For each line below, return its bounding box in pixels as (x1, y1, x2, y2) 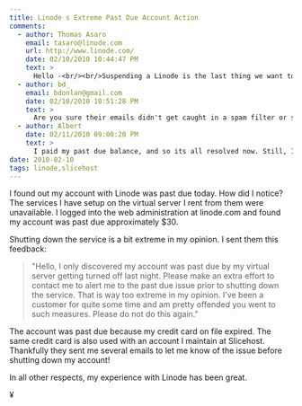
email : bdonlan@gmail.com (25, 88, 123, 97)
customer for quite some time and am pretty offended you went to (31, 299, 276, 310)
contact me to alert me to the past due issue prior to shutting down (31, 280, 280, 291)
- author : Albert (17, 122, 83, 131)
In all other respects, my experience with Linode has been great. (9, 372, 247, 383)
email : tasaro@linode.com (25, 38, 123, 48)
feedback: (9, 243, 47, 254)
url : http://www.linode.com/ (25, 47, 135, 56)
